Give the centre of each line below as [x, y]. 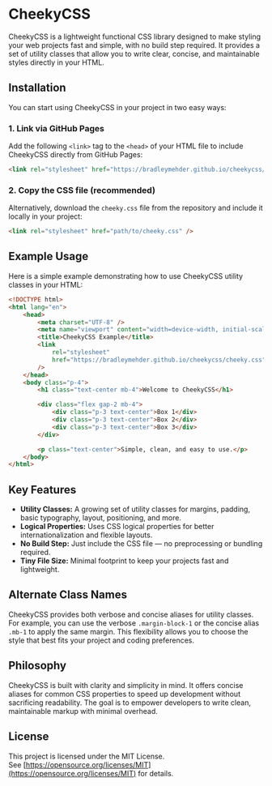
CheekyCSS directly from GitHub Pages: [76, 155]
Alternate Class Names [68, 595]
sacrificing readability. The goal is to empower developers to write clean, [130, 703]
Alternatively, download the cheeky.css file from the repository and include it [136, 208]
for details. [156, 773]
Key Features [42, 490]
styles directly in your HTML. [57, 62]
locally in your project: [45, 216]
